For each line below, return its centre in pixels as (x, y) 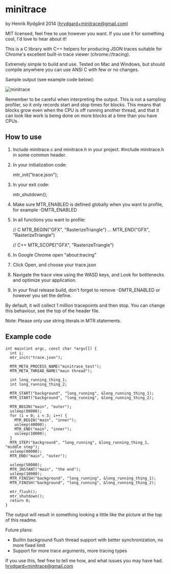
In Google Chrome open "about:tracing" (55, 255)
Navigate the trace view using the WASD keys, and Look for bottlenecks (88, 274)
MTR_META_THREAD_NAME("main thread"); (51, 371)
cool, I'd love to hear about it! (36, 39)
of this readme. (21, 520)
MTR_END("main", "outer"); (39, 456)
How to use (23, 137)
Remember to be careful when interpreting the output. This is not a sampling (86, 99)
